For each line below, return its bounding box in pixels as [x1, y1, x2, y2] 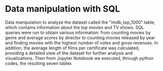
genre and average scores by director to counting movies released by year [5, 35, 155, 41]
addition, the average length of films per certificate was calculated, [5, 45, 140, 51]
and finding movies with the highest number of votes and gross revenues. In [5, 40, 158, 45]
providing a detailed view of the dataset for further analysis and [5, 50, 133, 56]
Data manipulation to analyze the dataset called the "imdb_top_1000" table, [5, 19, 156, 25]
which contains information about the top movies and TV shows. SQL [5, 24, 144, 30]
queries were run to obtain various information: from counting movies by [5, 29, 151, 35]
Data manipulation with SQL [5, 3, 121, 14]
